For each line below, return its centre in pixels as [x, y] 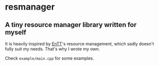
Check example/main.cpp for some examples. [50, 58]
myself [16, 32]
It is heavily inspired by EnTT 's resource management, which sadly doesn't [79, 44]
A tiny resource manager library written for [71, 25]
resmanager [30, 7]
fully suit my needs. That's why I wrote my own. [52, 49]
